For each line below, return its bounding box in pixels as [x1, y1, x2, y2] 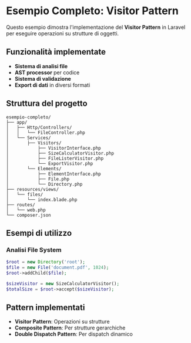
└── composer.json [6, 212, 51, 218]
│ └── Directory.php [6, 181, 83, 187]
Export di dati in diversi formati [14, 81, 91, 88]
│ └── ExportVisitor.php [6, 160, 93, 166]
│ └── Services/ [6, 134, 51, 141]
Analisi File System [6, 246, 62, 254]
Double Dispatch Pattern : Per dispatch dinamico [14, 331, 133, 338]
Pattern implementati [6, 302, 85, 313]
